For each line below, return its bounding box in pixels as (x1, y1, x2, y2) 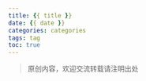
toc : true (8, 41, 41, 49)
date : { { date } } (8, 19, 66, 27)
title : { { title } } (8, 11, 73, 20)
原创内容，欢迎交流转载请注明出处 (27, 64, 139, 74)
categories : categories (8, 26, 87, 34)
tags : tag (8, 33, 41, 42)
